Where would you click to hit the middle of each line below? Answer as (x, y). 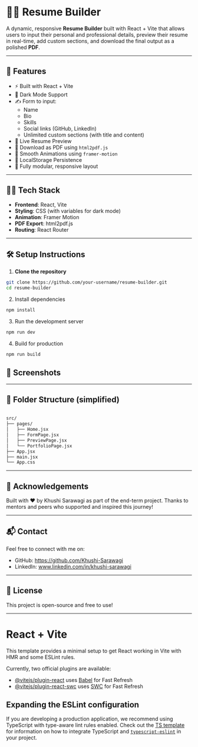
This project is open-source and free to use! (60, 605)
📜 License (24, 591)
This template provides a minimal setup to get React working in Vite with (94, 651)
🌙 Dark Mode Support (41, 95)
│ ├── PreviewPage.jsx (37, 440)
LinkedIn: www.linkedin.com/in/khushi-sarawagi (73, 566)
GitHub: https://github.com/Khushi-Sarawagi (69, 560)
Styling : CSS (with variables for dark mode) (67, 211)
